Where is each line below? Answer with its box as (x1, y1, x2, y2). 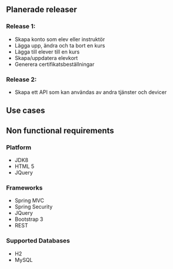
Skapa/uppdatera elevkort (14, 54, 78, 61)
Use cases (6, 106, 45, 116)
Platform (6, 143, 31, 152)
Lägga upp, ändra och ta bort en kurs (14, 42, 105, 49)
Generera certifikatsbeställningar (14, 60, 95, 68)
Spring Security (14, 203, 53, 210)
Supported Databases (6, 237, 71, 245)
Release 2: (6, 75, 37, 83)
